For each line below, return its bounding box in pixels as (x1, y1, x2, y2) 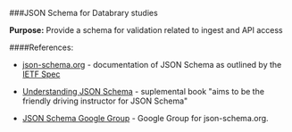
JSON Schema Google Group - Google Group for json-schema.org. (21, 113, 270, 123)
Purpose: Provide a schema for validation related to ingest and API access (9, 25, 283, 35)
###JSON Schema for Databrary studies (9, 8, 158, 18)
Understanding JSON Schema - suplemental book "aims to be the (21, 87, 265, 96)
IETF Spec (21, 69, 61, 79)
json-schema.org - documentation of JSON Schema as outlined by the (21, 60, 282, 70)
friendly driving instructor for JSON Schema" (21, 95, 188, 106)
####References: (9, 42, 74, 53)
